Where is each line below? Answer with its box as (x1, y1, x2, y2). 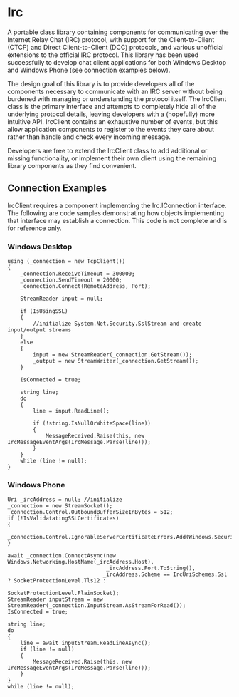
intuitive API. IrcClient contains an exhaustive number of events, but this (7, 117, 218, 125)
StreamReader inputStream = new (7, 596, 103, 603)
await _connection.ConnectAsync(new (7, 552, 116, 559)
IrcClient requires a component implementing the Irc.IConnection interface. (7, 201, 227, 210)
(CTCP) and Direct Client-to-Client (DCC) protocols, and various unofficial (7, 43, 224, 51)
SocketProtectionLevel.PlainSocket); (7, 589, 119, 597)
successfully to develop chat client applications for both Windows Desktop (7, 58, 226, 66)
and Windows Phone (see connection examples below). (7, 66, 171, 74)
